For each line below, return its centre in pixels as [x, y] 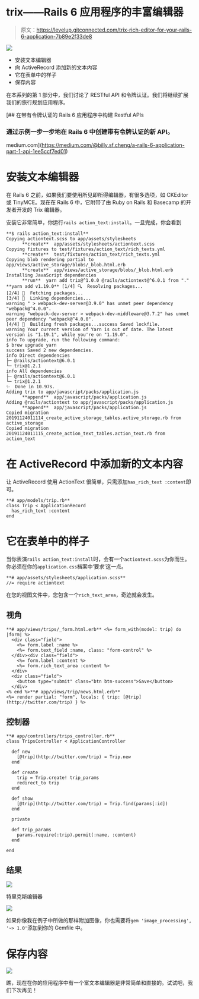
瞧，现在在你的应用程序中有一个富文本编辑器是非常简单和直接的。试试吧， [97, 983]
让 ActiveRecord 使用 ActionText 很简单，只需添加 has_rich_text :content [96, 482]
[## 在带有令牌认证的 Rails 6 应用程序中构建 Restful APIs [75, 115]
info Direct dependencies [38, 356]
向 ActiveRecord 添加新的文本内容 [56, 67]
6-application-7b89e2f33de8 [56, 36]
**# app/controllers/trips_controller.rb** [61, 736]
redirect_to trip [38, 783]
